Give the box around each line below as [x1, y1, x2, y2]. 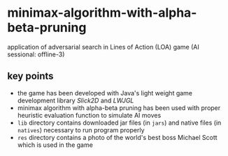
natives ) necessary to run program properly [17, 125, 145, 134]
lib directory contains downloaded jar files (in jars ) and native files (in [17, 118, 222, 127]
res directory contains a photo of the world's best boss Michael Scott [17, 133, 218, 141]
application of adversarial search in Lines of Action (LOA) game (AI [7, 42, 199, 51]
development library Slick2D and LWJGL [17, 96, 134, 104]
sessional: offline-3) [7, 50, 65, 58]
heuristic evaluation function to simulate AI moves [17, 111, 162, 119]
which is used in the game [17, 141, 93, 149]
